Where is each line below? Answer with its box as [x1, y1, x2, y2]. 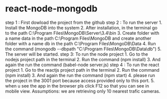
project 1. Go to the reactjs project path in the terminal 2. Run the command [5, 67, 160, 73]
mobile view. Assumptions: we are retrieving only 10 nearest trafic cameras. [5, 88, 161, 94]
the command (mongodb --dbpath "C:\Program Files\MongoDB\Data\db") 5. [5, 46, 162, 52]
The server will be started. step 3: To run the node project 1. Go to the [5, 51, 148, 57]
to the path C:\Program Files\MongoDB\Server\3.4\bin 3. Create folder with [5, 30, 160, 36]
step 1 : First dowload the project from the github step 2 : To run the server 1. [5, 19, 163, 25]
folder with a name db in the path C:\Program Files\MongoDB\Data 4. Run [5, 40, 156, 46]
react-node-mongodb [5, 3, 98, 14]
